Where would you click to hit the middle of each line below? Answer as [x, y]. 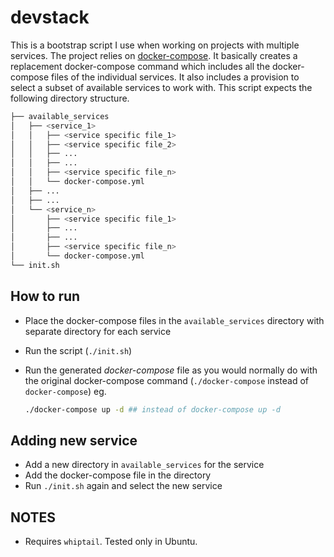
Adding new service [74, 440]
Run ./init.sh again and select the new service [123, 486]
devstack [50, 17]
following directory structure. [70, 98]
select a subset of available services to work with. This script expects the [161, 87]
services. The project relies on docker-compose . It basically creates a [154, 55]
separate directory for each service [98, 331]
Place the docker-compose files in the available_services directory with [174, 320]
